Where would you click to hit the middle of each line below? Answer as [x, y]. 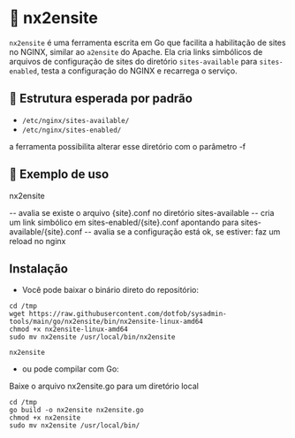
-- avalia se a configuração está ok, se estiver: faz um [182, 231]
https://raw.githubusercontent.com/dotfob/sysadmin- [128, 314]
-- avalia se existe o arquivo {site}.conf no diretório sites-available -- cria [142, 212]
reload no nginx [38, 241]
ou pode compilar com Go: [70, 369]
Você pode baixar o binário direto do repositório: [110, 290]
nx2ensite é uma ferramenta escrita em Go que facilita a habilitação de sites [147, 42]
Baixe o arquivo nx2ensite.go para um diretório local [104, 386]
